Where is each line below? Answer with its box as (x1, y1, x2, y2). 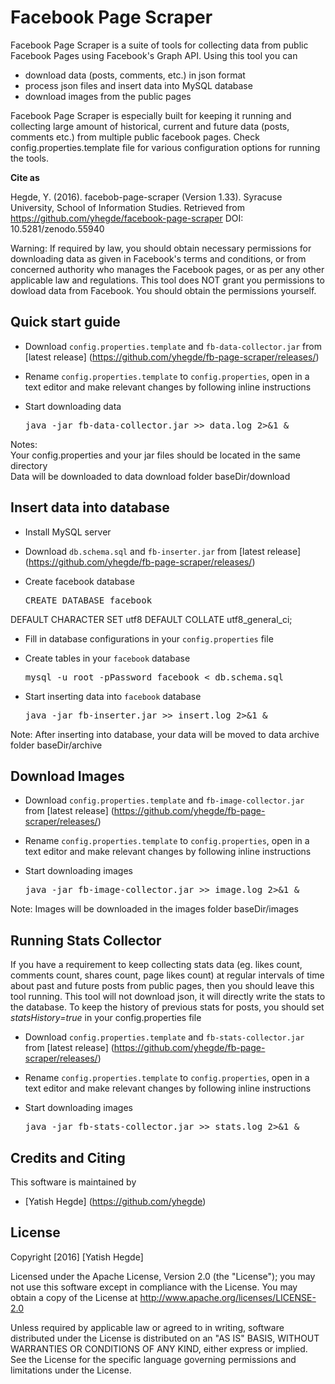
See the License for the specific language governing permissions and (10, 1353, 297, 1365)
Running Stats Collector (10, 932, 162, 949)
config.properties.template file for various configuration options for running (10, 141, 321, 153)
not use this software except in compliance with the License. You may (10, 1281, 298, 1293)
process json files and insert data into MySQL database (24, 79, 253, 91)
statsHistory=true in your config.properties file (10, 1012, 202, 1024)
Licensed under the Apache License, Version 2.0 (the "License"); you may (10, 1270, 316, 1282)
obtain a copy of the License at (10, 1291, 138, 1303)
